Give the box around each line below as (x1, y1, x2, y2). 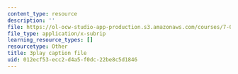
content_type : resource (7, 10, 78, 18)
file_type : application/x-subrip (7, 30, 106, 37)
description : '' (7, 17, 55, 24)
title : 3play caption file (7, 50, 87, 57)
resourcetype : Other (7, 43, 69, 50)
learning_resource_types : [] (7, 37, 93, 44)
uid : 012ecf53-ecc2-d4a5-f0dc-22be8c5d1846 (7, 56, 138, 63)
